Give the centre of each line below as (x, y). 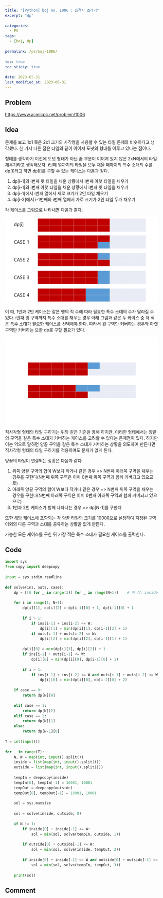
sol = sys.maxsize (32, 803)
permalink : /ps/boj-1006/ (31, 51)
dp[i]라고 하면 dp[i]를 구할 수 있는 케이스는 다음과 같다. (57, 171)
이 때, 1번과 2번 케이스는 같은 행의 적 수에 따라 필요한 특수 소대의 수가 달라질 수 (80, 312)
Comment (20, 890)
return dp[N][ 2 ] (39, 711)
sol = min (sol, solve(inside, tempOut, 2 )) (76, 850)
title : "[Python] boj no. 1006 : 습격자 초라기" (52, 10)
